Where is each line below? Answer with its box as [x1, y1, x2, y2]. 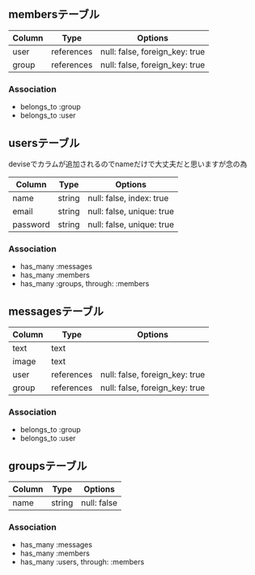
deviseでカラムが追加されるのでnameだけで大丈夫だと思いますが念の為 [8, 159, 248, 169]
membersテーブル [8, 7, 100, 22]
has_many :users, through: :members [19, 557, 145, 567]
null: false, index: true [87, 192, 169, 204]
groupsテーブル [8, 459, 87, 473]
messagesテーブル [8, 304, 104, 318]
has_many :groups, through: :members [19, 279, 150, 289]
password [12, 218, 50, 230]
